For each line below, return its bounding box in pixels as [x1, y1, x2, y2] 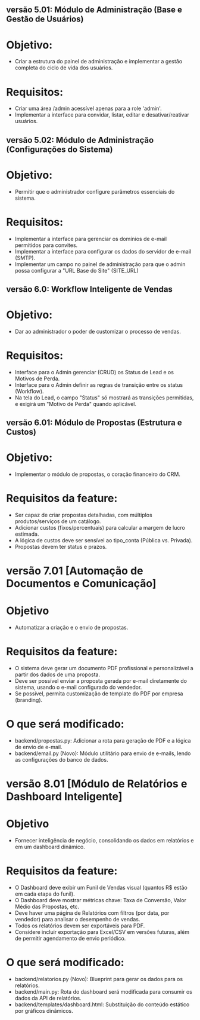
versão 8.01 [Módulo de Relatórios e [6, 777, 187, 791]
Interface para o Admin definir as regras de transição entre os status [14, 381, 183, 388]
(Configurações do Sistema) [6, 144, 113, 154]
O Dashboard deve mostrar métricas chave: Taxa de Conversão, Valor [14, 897, 186, 904]
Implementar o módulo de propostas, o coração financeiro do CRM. [14, 471, 180, 478]
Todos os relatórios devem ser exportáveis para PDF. [14, 922, 145, 929]
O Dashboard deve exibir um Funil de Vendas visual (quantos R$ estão [14, 884, 187, 891]
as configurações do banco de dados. [14, 756, 108, 764]
